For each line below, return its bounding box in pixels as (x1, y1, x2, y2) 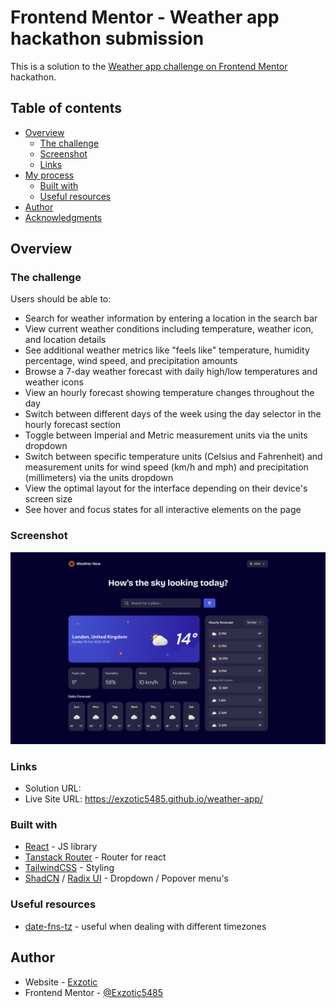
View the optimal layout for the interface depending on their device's (24, 482, 308, 495)
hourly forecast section (24, 419, 121, 431)
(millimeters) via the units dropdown (24, 472, 174, 484)
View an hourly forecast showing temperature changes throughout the (24, 387, 315, 399)
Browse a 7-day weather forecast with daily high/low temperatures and (24, 366, 318, 378)
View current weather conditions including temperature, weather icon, (24, 323, 314, 335)
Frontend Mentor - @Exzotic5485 (24, 986, 164, 998)
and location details (24, 334, 107, 346)
